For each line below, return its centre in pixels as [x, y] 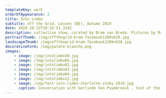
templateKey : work [24, 10]
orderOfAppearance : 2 [27, 14]
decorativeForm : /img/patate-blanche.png [48, 47]
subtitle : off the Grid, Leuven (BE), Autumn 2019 [58, 24]
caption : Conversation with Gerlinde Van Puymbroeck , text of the [89, 88]
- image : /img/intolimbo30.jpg [46, 56]
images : [13, 51]
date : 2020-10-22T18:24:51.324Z [38, 28]
